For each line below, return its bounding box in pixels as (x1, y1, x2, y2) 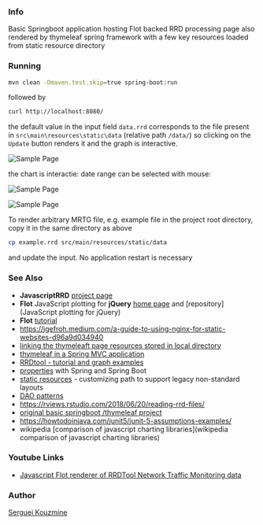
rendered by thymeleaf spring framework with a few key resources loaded (8, 32, 249, 42)
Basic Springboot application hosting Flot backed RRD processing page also (8, 24, 255, 34)
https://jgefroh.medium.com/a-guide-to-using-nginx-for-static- (19, 324, 226, 333)
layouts (19, 383, 43, 392)
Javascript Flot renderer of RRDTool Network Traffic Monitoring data (19, 470, 242, 479)
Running (8, 61, 42, 72)
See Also (8, 272, 43, 283)
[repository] (185, 298, 224, 309)
